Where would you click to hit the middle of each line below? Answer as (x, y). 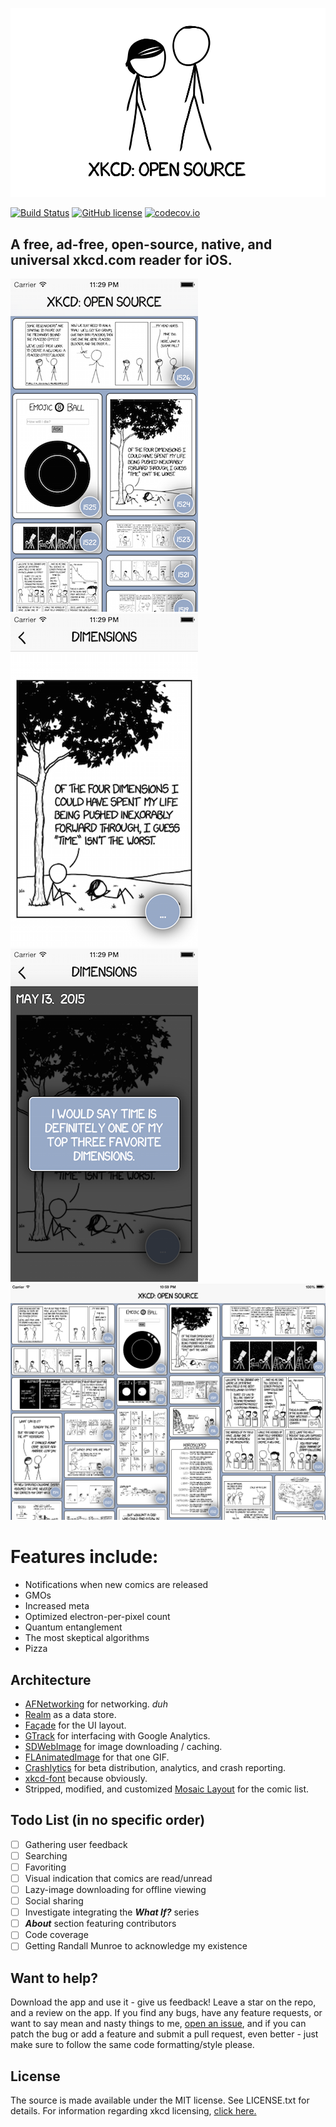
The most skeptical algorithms (87, 1638)
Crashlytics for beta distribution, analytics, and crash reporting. (155, 1767)
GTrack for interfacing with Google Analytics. (117, 1735)
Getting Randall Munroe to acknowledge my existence (136, 1946)
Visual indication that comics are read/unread (118, 1878)
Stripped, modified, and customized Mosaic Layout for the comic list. (166, 1789)
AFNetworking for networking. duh (96, 1704)
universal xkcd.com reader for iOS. (121, 259)
